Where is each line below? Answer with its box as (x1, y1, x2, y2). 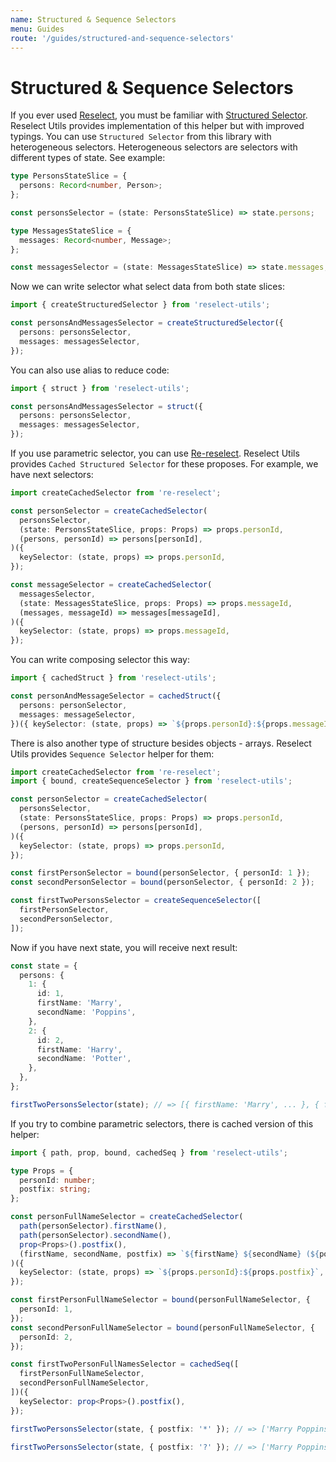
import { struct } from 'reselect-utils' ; (10, 383, 190, 393)
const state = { (10, 961, 78, 971)
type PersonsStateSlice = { (10, 171, 128, 181)
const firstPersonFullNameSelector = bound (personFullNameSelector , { (10, 1295, 311, 1305)
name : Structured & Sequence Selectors (10, 14, 177, 25)
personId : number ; (19, 1175, 97, 1185)
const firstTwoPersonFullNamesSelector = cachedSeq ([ (10, 1359, 240, 1370)
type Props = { (10, 1166, 74, 1176)
